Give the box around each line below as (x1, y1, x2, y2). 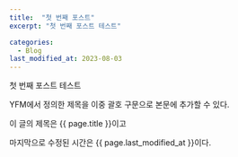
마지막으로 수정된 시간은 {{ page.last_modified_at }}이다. (9, 137, 212, 148)
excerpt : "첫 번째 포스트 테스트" (9, 22, 121, 31)
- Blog (17, 46, 42, 55)
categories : (9, 38, 54, 47)
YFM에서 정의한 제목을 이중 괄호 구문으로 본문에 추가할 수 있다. (9, 100, 230, 110)
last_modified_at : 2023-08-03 (9, 55, 123, 64)
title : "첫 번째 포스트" (9, 13, 95, 22)
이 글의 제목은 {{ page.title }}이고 (9, 118, 128, 129)
